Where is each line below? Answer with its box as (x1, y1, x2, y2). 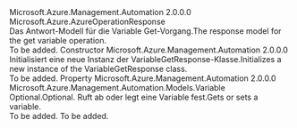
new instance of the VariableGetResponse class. (9, 64, 188, 74)
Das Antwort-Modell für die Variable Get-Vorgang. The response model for (9, 26, 282, 36)
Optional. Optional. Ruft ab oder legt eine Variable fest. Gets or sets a (9, 92, 259, 102)
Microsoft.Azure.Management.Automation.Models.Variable (9, 83, 225, 92)
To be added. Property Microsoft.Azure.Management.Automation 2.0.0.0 (9, 73, 276, 84)
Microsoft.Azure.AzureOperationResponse (9, 16, 165, 27)
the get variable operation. (9, 36, 107, 45)
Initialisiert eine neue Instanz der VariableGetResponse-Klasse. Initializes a (9, 54, 282, 64)
